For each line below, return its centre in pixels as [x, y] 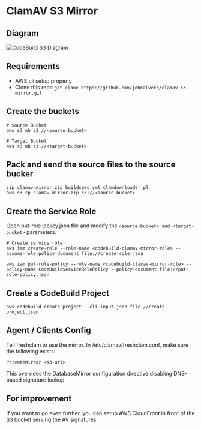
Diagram [22, 33]
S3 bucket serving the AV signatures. [52, 419]
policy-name [21, 269]
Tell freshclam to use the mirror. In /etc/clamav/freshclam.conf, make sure [97, 345]
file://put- [174, 269]
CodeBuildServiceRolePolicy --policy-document [97, 269]
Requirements [33, 66]
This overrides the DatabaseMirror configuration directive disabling [89, 373]
